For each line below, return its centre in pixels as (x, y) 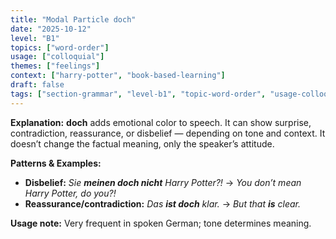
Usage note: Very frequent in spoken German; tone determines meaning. (161, 223)
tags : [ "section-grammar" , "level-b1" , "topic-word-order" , (138, 94)
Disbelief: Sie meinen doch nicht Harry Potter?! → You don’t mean (163, 182)
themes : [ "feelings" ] (55, 66)
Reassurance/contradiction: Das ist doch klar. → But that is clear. (162, 203)
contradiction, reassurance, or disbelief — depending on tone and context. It (168, 133)
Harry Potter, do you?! (70, 193)
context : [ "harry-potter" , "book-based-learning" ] (118, 76)
